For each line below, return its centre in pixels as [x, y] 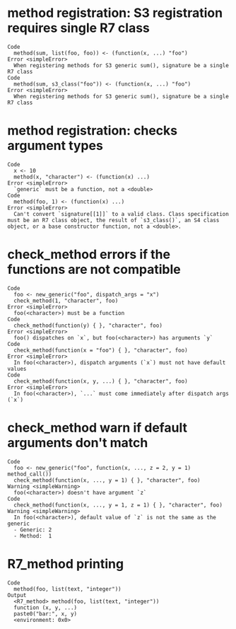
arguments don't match [78, 443]
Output [17, 595]
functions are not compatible [94, 270]
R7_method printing [66, 564]
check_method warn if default [97, 428]
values [17, 369]
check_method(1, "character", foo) [66, 301]
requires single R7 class [79, 28]
